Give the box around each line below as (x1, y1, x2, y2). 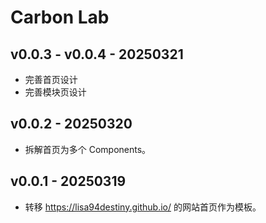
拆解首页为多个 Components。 (24, 143, 152, 155)
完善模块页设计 (24, 86, 87, 98)
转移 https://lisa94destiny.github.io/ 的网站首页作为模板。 (24, 201, 262, 213)
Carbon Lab (10, 6, 110, 29)
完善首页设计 (24, 74, 78, 85)
